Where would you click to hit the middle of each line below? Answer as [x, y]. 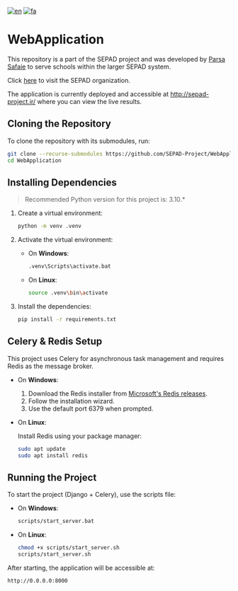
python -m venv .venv [49, 226]
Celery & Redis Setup [55, 342]
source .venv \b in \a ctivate [68, 293]
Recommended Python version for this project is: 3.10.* [105, 200]
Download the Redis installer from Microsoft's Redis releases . [118, 394]
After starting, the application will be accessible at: [81, 568]
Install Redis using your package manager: [80, 436]
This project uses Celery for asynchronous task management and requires [116, 358]
